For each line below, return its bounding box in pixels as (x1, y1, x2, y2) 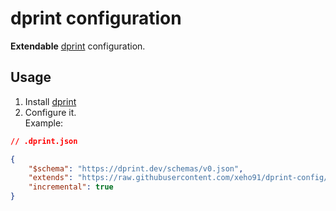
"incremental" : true (28, 182, 114, 192)
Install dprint (24, 95, 77, 107)
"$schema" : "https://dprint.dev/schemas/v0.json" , (28, 163, 244, 174)
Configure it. (24, 106, 77, 118)
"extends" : (28, 173, 74, 183)
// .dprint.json (10, 136, 78, 146)
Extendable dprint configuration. (10, 40, 146, 52)
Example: (24, 117, 64, 129)
